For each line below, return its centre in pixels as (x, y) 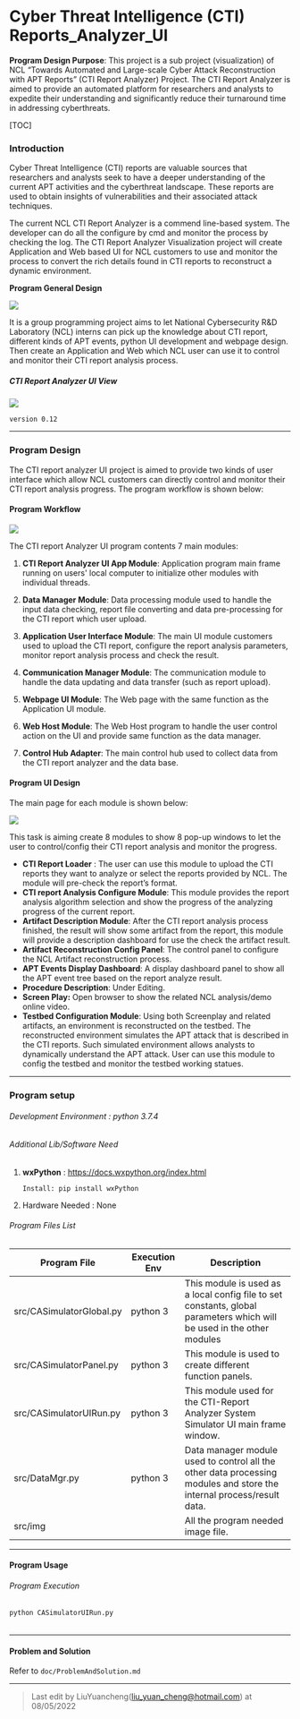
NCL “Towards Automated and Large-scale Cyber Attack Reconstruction (142, 70)
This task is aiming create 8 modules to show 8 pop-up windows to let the (145, 837)
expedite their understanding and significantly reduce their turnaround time (148, 98)
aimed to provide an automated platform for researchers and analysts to (142, 89)
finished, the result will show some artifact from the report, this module (153, 930)
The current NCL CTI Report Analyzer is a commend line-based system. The (150, 223)
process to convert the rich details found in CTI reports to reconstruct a (141, 261)
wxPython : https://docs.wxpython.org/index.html (114, 1172)
